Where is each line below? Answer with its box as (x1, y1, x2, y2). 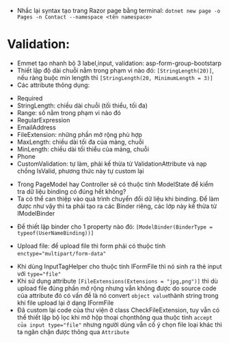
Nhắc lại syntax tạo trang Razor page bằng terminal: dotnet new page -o (16, 7, 221, 14)
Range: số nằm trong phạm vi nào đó (16, 108, 121, 116)
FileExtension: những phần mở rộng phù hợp (16, 130, 142, 138)
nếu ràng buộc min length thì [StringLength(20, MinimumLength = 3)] (16, 73, 213, 81)
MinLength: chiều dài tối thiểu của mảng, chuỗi (16, 144, 149, 153)
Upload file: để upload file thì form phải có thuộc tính (16, 242, 166, 250)
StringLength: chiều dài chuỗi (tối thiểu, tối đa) (16, 101, 148, 110)
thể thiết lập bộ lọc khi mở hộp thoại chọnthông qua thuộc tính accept (16, 313, 213, 321)
